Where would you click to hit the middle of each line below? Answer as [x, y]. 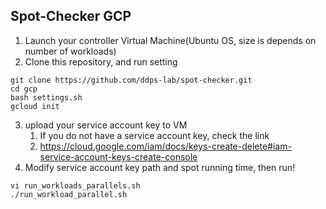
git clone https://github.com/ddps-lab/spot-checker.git [131, 80]
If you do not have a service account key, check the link [154, 135]
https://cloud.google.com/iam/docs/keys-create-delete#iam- [165, 146]
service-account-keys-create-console [118, 156]
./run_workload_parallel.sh [69, 194]
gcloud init [35, 106]
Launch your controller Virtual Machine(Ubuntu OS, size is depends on [170, 40]
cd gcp [24, 89]
